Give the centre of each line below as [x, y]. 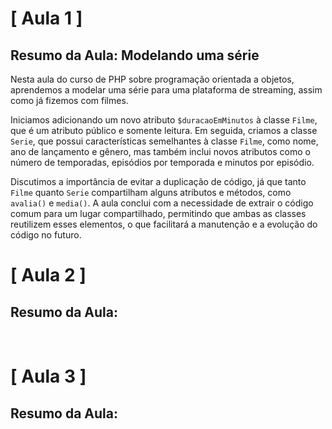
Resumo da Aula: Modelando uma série [135, 55]
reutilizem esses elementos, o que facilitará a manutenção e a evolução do [164, 224]
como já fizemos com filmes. [69, 100]
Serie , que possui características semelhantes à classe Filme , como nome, [164, 141]
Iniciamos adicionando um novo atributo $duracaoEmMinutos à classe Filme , [164, 120]
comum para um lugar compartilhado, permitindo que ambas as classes [158, 213]
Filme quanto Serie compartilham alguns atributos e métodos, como [151, 192]
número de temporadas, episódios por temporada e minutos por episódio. [162, 162]
